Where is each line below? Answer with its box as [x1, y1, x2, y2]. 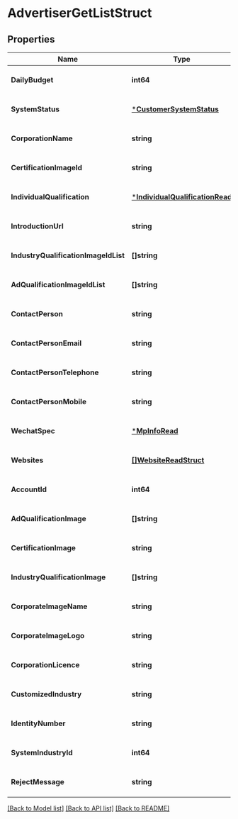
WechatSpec [11, 426, 55, 435]
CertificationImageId [11, 163, 83, 172]
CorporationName [11, 133, 73, 143]
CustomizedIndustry [11, 689, 82, 699]
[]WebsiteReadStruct [131, 455, 205, 465]
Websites [11, 455, 44, 465]
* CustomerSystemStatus [131, 104, 220, 114]
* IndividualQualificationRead [131, 192, 232, 201]
